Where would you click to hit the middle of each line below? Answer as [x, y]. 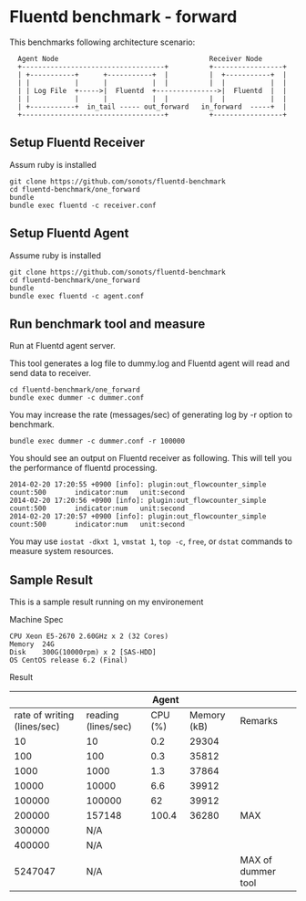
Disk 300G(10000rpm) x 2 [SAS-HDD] [83, 653]
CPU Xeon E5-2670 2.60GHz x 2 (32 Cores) [89, 636]
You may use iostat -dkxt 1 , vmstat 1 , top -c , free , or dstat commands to [151, 541]
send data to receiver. [50, 373]
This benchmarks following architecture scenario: [102, 42]
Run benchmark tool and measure [107, 324]
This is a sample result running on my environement [107, 602]
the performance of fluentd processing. [83, 468]
